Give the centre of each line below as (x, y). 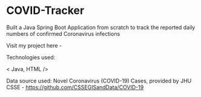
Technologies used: (31, 57)
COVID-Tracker (45, 11)
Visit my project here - (34, 45)
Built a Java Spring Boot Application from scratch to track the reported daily (101, 27)
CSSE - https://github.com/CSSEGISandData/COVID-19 (75, 87)
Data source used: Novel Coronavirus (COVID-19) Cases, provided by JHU (99, 81)
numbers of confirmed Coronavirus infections (63, 33)
